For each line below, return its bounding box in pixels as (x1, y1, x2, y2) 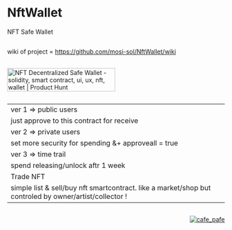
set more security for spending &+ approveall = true (10, 138, 178, 148)
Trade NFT (10, 172, 46, 182)
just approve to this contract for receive (10, 116, 139, 125)
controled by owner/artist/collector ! (10, 191, 128, 201)
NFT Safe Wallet (7, 28, 53, 36)
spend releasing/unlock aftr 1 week (10, 160, 126, 170)
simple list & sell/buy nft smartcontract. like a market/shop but (10, 183, 211, 193)
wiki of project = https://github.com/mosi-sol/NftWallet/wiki (7, 48, 176, 56)
